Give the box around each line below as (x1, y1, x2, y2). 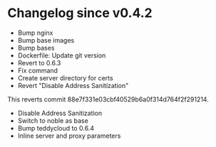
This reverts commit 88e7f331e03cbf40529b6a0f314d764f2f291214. (7, 94, 209, 104)
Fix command (17, 66, 58, 75)
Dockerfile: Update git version (17, 51, 106, 60)
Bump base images (17, 36, 75, 44)
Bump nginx (17, 28, 53, 37)
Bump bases (17, 43, 55, 52)
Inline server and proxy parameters (17, 131, 121, 140)
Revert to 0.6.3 (17, 58, 61, 67)
